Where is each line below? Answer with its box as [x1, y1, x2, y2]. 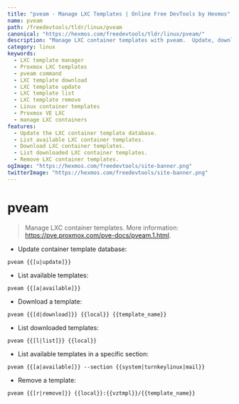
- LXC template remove [14, 97, 81, 104]
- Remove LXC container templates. [14, 156, 119, 164]
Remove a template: [17, 376, 76, 384]
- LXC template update [14, 83, 81, 90]
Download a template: [17, 297, 83, 306]
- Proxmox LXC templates [14, 63, 87, 70]
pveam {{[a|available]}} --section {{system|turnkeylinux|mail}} [7, 363, 205, 371]
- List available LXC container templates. [14, 136, 144, 143]
